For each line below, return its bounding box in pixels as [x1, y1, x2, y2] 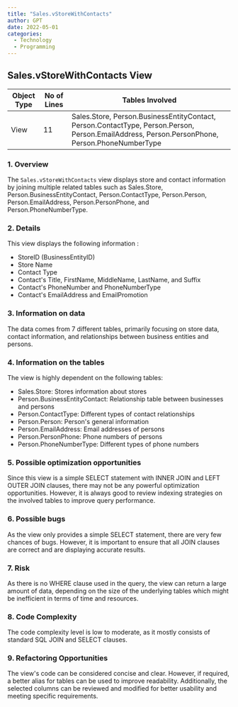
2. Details [7, 223, 41, 233]
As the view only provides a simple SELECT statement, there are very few [7, 530, 222, 539]
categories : [7, 30, 42, 38]
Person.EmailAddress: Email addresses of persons [17, 425, 165, 433]
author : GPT [7, 17, 42, 24]
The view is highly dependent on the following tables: [7, 374, 164, 382]
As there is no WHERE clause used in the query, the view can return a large [7, 579, 227, 587]
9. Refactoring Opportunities [7, 653, 108, 663]
